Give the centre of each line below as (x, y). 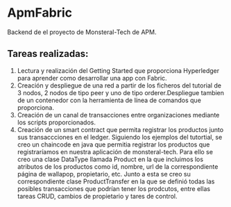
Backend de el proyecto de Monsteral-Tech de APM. (82, 32)
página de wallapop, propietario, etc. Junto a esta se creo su (104, 174)
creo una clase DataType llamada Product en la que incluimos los (110, 159)
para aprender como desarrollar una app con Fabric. (92, 78)
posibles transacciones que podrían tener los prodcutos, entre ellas (113, 188)
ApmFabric (40, 13)
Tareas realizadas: (48, 54)
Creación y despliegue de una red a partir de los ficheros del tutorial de (119, 85)
